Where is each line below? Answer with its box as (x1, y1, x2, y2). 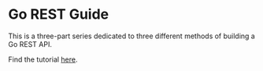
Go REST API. (8, 39, 53, 48)
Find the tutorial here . (8, 55, 78, 64)
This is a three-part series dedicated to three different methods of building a (8, 31, 256, 41)
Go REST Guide (8, 5, 109, 23)
